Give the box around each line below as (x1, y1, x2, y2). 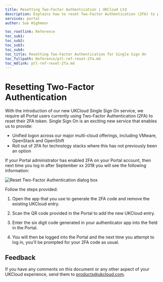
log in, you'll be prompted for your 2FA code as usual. (12, 239, 120, 245)
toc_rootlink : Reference (5, 30, 55, 34)
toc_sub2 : (5, 38, 25, 44)
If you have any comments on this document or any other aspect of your (5, 267, 149, 272)
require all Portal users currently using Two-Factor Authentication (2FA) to (5, 113, 153, 119)
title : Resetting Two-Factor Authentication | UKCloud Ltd (5, 7, 127, 12)
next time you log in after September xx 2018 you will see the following (5, 163, 147, 168)
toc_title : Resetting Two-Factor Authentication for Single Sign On (5, 52, 147, 57)
